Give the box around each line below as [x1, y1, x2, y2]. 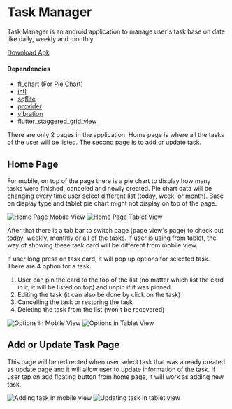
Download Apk [7, 48, 50, 57]
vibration [17, 110, 43, 118]
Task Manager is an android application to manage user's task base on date [7, 27, 226, 36]
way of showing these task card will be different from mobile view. [7, 241, 198, 249]
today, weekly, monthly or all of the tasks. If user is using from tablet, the [7, 234, 217, 242]
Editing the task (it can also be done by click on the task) [17, 290, 181, 299]
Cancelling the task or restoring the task [17, 298, 133, 306]
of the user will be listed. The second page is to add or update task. [7, 138, 201, 147]
